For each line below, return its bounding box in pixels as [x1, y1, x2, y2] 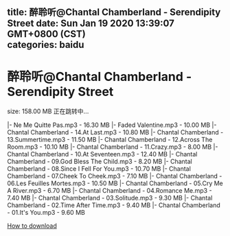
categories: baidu [7, 39, 84, 51]
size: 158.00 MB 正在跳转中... [7, 107, 89, 115]
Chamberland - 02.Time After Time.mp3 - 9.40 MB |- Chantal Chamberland [7, 201, 221, 209]
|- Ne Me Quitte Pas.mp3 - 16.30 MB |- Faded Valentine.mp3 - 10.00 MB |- [7, 121, 217, 129]
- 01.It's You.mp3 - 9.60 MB [7, 209, 86, 217]
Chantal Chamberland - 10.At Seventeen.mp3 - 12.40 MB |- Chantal [7, 150, 198, 158]
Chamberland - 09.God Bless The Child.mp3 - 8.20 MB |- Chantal [7, 157, 192, 166]
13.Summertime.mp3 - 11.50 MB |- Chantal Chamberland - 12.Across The [7, 136, 213, 144]
